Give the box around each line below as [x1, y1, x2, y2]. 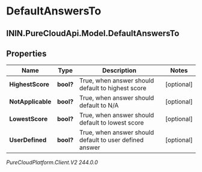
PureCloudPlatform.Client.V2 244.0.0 [6, 159, 98, 166]
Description [102, 66, 136, 75]
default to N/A [79, 101, 119, 109]
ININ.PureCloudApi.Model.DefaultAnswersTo [6, 28, 180, 38]
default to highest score [79, 84, 147, 93]
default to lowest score [79, 118, 144, 127]
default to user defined [79, 136, 144, 144]
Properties [6, 48, 47, 58]
